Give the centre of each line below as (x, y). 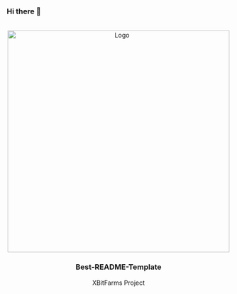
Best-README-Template (118, 267)
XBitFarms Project (118, 283)
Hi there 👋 (24, 11)
